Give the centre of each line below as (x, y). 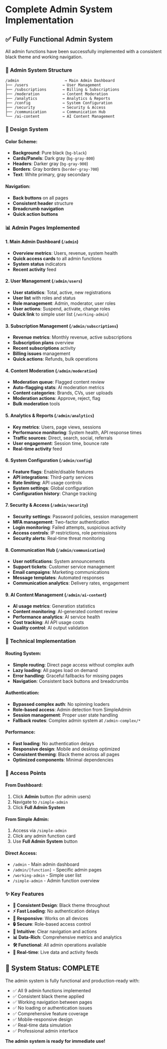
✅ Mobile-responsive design (43, 1019)
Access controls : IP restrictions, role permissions (65, 532)
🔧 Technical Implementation (41, 641)
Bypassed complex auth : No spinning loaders (61, 704)
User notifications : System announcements (59, 562)
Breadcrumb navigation (38, 209)
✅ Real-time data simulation (42, 1025)
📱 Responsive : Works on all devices (50, 918)
